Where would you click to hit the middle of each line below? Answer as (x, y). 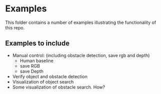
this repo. (15, 27)
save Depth (32, 71)
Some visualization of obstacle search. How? (59, 87)
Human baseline (36, 61)
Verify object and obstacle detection (50, 76)
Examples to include (37, 44)
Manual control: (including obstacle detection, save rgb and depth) (81, 55)
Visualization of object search (43, 82)
